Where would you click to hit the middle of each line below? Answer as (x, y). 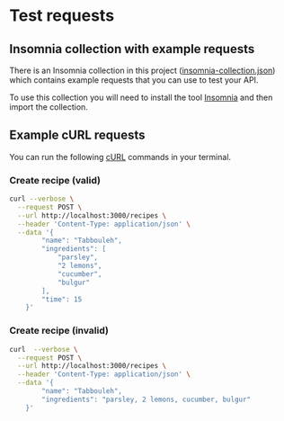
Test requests (62, 16)
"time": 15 (62, 299)
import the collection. (49, 107)
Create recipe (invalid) (59, 331)
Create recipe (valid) (55, 180)
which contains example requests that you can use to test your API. (134, 80)
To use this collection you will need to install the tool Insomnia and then (141, 97)
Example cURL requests (77, 135)
